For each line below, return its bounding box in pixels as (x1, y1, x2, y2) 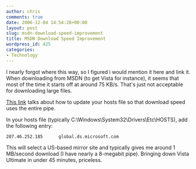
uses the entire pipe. (6, 104, 56, 111)
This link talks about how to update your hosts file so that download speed (6, 98, 185, 106)
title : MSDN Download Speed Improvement (6, 36, 106, 42)
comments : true (6, 14, 43, 20)
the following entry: (6, 122, 53, 129)
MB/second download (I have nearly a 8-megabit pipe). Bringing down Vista (6, 150, 190, 157)
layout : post (6, 25, 38, 31)
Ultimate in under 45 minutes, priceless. (6, 156, 102, 163)
